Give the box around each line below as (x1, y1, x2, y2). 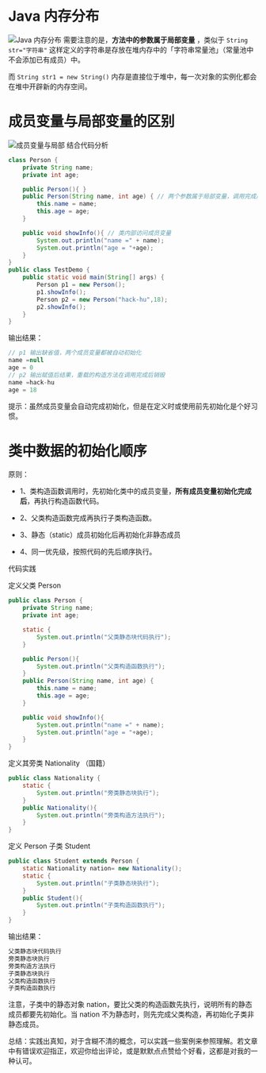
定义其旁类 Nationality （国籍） (8, 758, 110, 768)
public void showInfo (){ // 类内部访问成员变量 (22, 229, 172, 237)
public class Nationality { (8, 774, 101, 782)
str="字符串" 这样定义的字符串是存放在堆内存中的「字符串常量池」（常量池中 (8, 44, 254, 54)
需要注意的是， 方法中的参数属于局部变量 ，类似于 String (63, 35, 249, 44)
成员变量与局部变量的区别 (8, 113, 176, 131)
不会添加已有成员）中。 (8, 55, 85, 64)
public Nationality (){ (22, 804, 97, 812)
